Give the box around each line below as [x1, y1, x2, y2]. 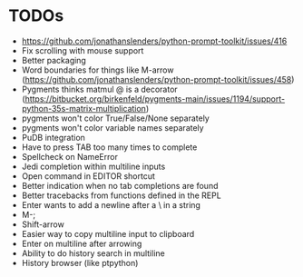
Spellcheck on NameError [21, 151, 119, 162]
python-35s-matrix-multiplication [21, 103, 147, 114]
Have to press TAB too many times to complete [21, 142, 198, 153]
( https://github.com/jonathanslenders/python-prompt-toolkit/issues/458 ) [21, 74, 295, 84]
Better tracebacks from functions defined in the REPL [21, 190, 221, 201]
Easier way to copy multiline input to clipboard [21, 228, 195, 239]
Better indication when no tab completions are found [21, 180, 219, 191]
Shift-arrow [21, 219, 64, 230]
